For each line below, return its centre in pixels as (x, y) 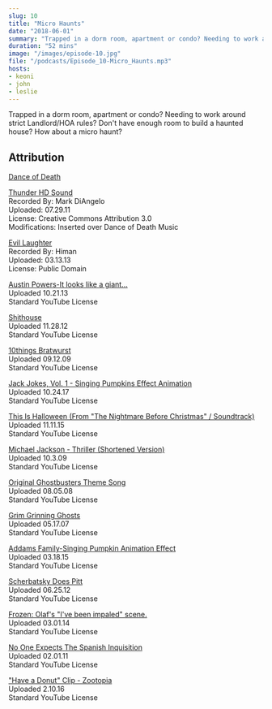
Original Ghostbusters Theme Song (67, 482)
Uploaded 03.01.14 (39, 623)
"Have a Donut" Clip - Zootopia (60, 681)
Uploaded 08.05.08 (40, 491)
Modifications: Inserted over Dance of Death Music (93, 227)
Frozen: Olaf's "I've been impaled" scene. (78, 615)
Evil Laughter (30, 243)
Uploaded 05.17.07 (39, 524)
